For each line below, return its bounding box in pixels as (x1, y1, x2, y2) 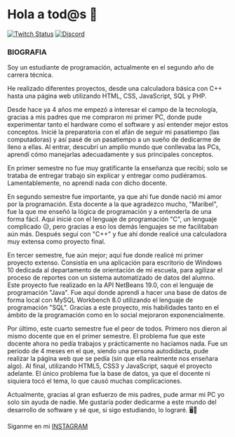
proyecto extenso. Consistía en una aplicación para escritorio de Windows (7, 258, 222, 267)
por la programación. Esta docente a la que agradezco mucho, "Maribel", (7, 200, 218, 208)
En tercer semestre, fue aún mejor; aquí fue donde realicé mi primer (7, 251, 203, 260)
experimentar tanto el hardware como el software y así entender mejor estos (7, 120, 229, 129)
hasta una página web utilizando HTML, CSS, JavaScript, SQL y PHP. (7, 91, 207, 101)
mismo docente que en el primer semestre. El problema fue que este (7, 332, 206, 341)
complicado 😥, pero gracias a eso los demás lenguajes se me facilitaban (7, 222, 219, 231)
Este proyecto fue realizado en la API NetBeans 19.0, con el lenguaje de (7, 281, 214, 289)
